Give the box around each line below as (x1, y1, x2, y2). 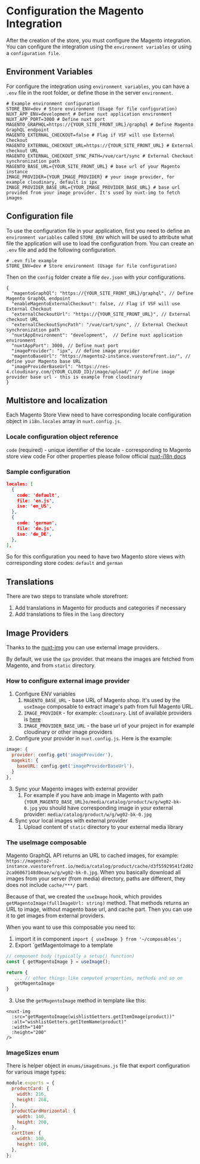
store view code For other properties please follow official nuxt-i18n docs (6, 452, 186, 460)
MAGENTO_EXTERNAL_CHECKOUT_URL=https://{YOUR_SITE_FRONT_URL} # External (6, 142, 194, 148)
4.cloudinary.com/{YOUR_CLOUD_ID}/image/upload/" (6, 369, 133, 375)
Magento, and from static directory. (6, 662, 96, 669)
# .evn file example (6, 257, 58, 264)
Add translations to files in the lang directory (14, 610, 124, 618)
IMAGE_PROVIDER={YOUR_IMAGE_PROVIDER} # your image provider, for (6, 174, 175, 180)
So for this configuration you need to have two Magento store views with (6, 553, 185, 560)
